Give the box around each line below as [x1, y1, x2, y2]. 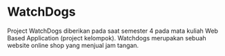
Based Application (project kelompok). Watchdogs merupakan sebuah [7, 33, 207, 42]
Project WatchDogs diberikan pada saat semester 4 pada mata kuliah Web [7, 27, 219, 35]
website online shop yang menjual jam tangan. [7, 41, 139, 49]
